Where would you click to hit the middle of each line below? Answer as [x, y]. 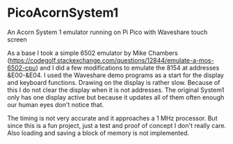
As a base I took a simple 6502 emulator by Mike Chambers [93, 53]
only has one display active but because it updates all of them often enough [116, 97]
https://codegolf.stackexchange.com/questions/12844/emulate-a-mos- [112, 60]
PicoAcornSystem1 [63, 13]
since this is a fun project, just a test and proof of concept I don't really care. [117, 125]
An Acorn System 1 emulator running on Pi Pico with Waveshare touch [107, 32]
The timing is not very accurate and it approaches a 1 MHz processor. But [112, 118]
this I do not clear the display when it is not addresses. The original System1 [116, 90]
